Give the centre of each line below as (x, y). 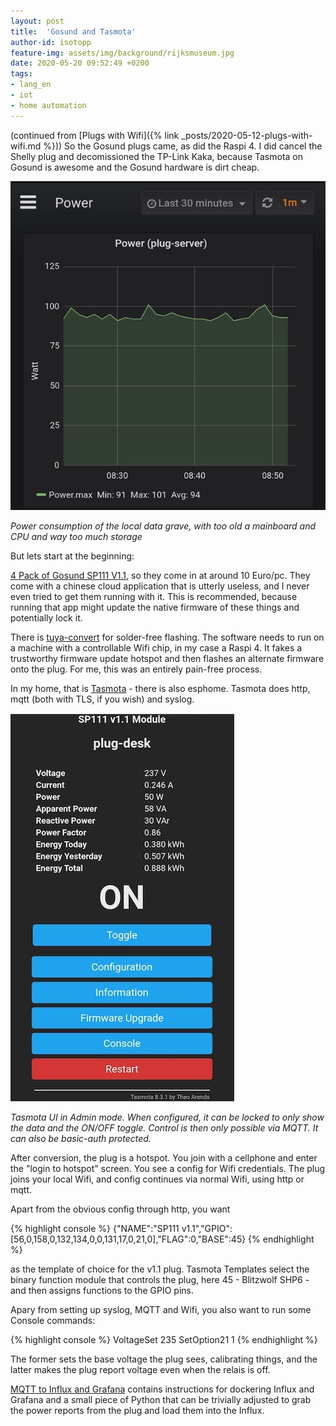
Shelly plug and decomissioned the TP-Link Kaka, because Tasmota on (157, 156)
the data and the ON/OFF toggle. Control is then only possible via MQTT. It (164, 1127)
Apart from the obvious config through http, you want (120, 1209)
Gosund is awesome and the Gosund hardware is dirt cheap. (135, 167)
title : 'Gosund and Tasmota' (73, 31)
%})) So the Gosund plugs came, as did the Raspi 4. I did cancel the (183, 146)
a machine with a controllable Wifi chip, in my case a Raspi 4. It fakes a (156, 647)
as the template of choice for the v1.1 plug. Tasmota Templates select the (160, 1269)
